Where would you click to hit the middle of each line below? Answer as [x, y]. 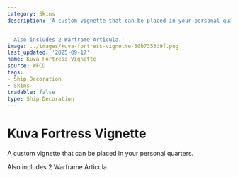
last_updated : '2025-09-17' [49, 53]
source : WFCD [27, 66]
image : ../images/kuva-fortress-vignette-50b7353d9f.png [93, 46]
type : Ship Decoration [41, 99]
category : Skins [31, 14]
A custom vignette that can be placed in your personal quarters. [101, 154]
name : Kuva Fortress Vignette [52, 59]
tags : [15, 72]
